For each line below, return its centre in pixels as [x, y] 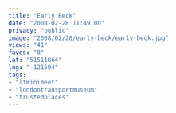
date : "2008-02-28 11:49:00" [57, 23]
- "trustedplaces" [39, 97]
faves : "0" [26, 53]
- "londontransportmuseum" [53, 90]
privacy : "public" [39, 30]
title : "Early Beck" [43, 16]
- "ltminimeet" [33, 82]
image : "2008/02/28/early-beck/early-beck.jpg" [89, 38]
